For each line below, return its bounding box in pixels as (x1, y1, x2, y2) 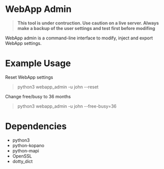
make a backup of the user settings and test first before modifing (17, 25, 156, 31)
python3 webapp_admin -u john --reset (17, 84, 99, 90)
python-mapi (12, 148, 39, 154)
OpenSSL (12, 153, 32, 159)
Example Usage (5, 58, 71, 69)
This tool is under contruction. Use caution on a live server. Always (17, 20, 159, 26)
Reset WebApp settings (5, 74, 53, 80)
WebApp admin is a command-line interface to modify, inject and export (5, 35, 153, 41)
